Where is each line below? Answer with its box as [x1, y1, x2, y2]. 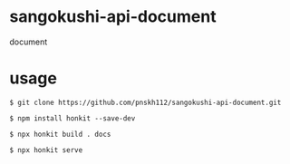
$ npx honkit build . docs [9, 130, 111, 139]
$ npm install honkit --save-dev [9, 113, 136, 123]
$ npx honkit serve [9, 145, 83, 155]
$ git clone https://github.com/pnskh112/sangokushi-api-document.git [9, 98, 282, 107]
